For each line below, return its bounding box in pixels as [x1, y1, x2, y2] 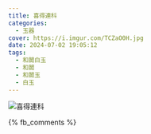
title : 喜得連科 [8, 11, 57, 20]
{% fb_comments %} [8, 117, 77, 127]
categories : [8, 19, 48, 27]
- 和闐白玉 [15, 57, 47, 65]
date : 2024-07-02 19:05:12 [8, 41, 98, 49]
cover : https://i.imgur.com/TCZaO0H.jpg [8, 33, 145, 42]
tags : [8, 49, 26, 57]
